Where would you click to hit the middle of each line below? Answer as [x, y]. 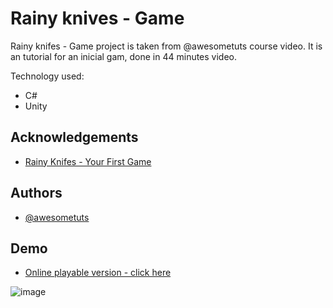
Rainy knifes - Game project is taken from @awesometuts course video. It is [166, 46]
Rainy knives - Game [97, 18]
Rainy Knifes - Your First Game [88, 161]
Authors [36, 193]
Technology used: [47, 76]
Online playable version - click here [98, 273]
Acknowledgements [74, 137]
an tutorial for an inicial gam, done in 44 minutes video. [124, 56]
